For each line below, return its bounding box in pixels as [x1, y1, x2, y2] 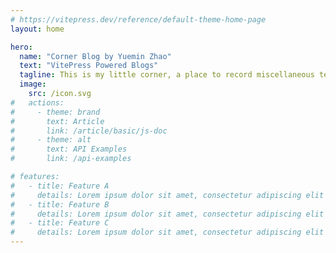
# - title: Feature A [10, 181, 110, 191]
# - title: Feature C [10, 218, 110, 228]
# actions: [10, 97, 65, 108]
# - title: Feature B [10, 199, 110, 210]
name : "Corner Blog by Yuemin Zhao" [19, 51, 172, 61]
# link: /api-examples [10, 154, 132, 164]
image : [19, 79, 47, 90]
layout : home [10, 24, 65, 34]
